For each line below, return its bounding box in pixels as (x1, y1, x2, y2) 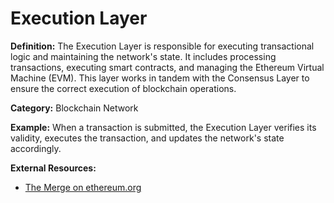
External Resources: (10, 162, 97, 174)
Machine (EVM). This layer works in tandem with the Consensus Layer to (10, 72, 310, 84)
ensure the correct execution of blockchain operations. (10, 82, 237, 94)
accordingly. (10, 142, 62, 154)
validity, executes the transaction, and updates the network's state (10, 132, 285, 144)
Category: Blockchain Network (10, 102, 139, 114)
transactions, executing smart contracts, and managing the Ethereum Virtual (10, 61, 325, 73)
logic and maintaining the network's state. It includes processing (10, 50, 277, 62)
